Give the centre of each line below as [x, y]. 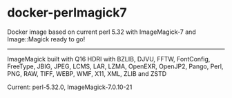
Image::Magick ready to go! [46, 39]
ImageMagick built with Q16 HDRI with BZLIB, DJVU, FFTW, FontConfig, [109, 59]
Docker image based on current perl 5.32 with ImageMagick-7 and [102, 32]
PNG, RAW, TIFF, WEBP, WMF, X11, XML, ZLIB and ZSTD [87, 73]
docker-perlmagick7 [67, 13]
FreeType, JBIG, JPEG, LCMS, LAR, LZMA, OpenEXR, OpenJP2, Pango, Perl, [115, 66]
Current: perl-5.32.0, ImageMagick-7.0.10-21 [70, 87]
